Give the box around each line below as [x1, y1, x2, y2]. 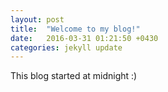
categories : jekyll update [10, 42, 123, 53]
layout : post [10, 14, 65, 25]
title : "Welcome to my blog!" [10, 24, 141, 34]
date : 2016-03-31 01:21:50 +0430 [10, 33, 159, 43]
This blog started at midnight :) [10, 70, 138, 82]
